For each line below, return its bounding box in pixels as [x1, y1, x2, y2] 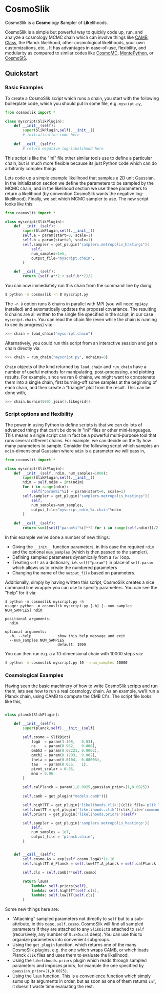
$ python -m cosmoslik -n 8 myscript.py [5, 292, 89, 297]
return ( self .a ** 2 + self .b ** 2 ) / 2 [22, 273, 93, 279]
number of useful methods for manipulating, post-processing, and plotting [5, 369, 155, 374]
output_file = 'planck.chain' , [31, 834, 95, 839]
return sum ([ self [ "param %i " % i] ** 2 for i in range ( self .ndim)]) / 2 [22, 525, 159, 530]
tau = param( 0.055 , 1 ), [31, 762, 89, 767]
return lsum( [22, 879, 49, 884]
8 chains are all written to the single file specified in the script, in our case [5, 311, 154, 317]
